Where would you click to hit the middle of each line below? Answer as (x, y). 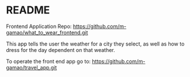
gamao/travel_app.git (32, 67)
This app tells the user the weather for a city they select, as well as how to (95, 44)
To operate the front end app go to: (49, 61)
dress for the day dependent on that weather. (61, 50)
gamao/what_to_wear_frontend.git (47, 32)
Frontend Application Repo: (39, 26)
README (28, 10)
